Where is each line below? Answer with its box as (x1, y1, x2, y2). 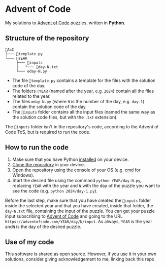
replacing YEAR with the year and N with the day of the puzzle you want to (12, 183, 160, 189)
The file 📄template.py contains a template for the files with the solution (12, 77, 156, 83)
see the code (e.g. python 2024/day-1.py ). (12, 188, 98, 193)
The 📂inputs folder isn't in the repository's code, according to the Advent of (5, 123, 159, 129)
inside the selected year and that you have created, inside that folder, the (5, 202, 154, 208)
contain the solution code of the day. (12, 104, 87, 110)
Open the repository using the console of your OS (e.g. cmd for (12, 167, 141, 173)
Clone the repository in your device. (12, 161, 85, 167)
